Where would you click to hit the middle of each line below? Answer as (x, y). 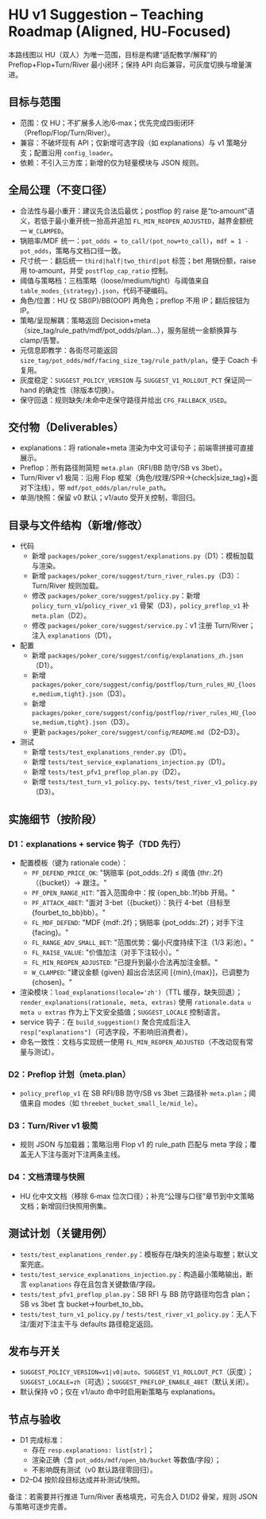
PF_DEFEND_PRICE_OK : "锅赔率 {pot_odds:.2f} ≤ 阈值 (114, 873)
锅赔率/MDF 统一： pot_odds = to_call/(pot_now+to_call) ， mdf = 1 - (134, 240)
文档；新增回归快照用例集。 (65, 1206)
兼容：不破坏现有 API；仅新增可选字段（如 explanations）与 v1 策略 (130, 143)
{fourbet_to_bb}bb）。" (68, 912)
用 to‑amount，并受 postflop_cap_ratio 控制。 (96, 270)
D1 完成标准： (42, 1440)
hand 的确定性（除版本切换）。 (69, 390)
